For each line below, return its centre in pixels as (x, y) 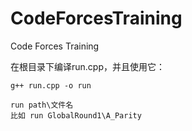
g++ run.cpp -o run (51, 85)
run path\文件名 (42, 105)
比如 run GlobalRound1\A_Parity (76, 115)
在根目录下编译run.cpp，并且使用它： (87, 66)
